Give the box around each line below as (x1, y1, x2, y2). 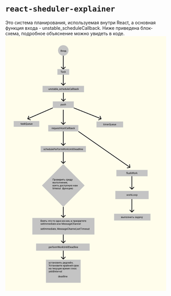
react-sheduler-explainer (5, 4, 115, 14)
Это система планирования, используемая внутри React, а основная (5, 19, 156, 26)
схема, (5, 30, 20, 36)
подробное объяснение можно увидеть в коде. (21, 30, 125, 36)
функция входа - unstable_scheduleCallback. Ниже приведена (5, 25, 139, 31)
